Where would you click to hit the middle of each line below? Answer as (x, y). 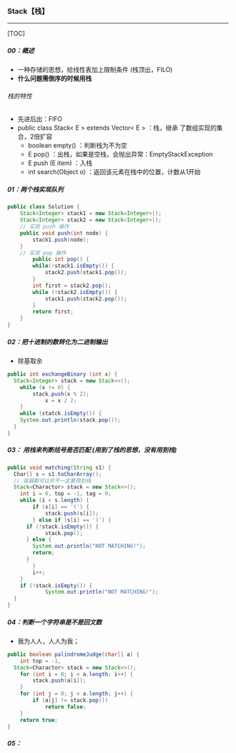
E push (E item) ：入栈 (60, 163)
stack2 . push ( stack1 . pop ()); (86, 273)
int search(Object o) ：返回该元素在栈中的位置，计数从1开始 (114, 172)
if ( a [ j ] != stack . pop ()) (71, 700)
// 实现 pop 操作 (43, 253)
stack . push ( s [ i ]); (72, 513)
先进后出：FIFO (40, 119)
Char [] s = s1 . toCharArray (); (58, 474)
